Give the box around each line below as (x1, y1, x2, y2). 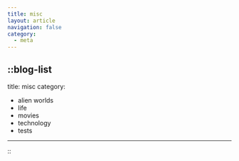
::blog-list (7, 63, 52, 76)
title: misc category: (7, 82, 66, 90)
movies (17, 111, 39, 120)
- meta (14, 37, 33, 44)
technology (17, 118, 51, 127)
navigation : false (7, 24, 62, 31)
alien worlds (17, 95, 54, 104)
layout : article (7, 17, 55, 24)
